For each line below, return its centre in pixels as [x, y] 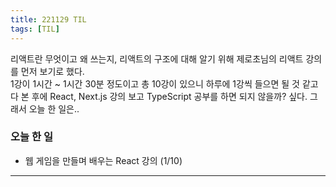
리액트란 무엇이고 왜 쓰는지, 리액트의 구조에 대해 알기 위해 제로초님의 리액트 [157, 58]
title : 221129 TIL [48, 19]
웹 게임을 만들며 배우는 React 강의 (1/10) [103, 160]
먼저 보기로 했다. [52, 71]
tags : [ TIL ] [35, 29]
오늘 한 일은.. [54, 108]
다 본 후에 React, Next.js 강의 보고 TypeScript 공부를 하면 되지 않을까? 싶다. [159, 96]
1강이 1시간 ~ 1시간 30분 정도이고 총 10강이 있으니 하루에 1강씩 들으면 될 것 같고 [164, 83]
